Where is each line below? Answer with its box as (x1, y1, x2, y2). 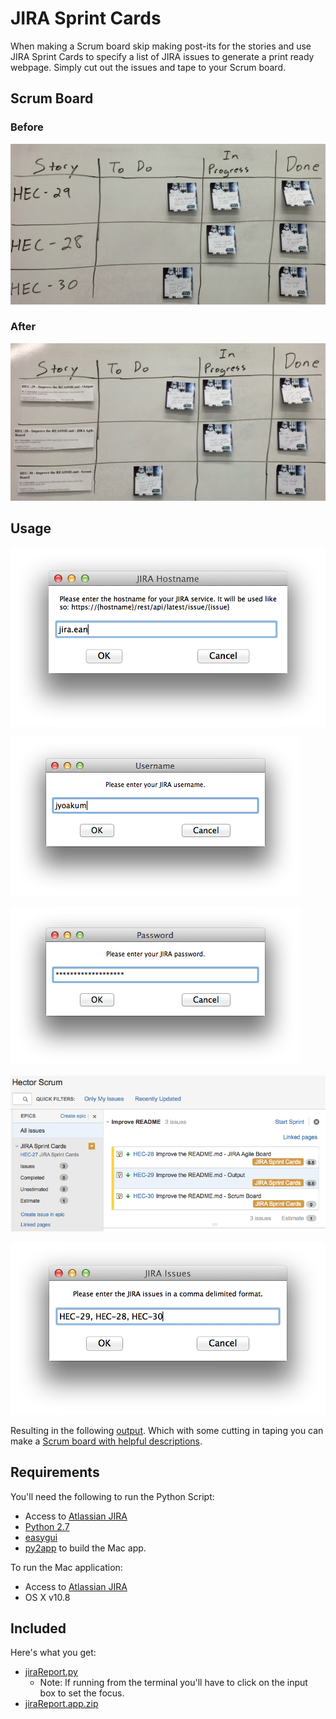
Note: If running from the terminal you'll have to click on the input (39, 1677, 308, 1689)
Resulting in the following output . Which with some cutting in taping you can (10, 1424, 324, 1436)
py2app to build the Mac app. (24, 1542, 147, 1554)
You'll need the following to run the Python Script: (10, 1490, 215, 1502)
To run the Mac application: (10, 1561, 123, 1573)
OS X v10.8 (24, 1591, 71, 1603)
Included (10, 1620, 67, 1637)
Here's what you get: (10, 1647, 97, 1659)
